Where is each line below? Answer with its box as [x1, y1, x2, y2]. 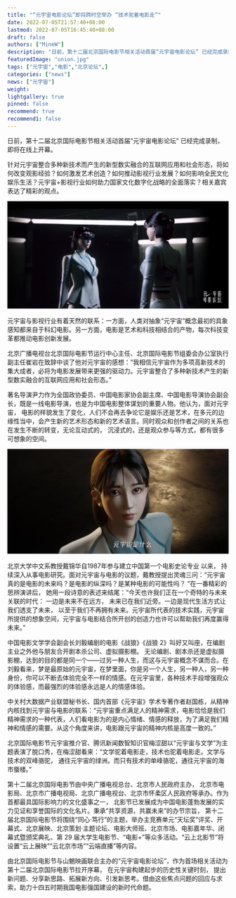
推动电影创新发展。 [19, 334, 75, 342]
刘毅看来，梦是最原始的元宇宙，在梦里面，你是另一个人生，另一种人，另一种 [7, 664, 229, 673]
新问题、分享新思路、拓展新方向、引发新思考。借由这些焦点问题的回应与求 [7, 874, 223, 883]
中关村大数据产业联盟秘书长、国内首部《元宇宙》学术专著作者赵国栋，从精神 [7, 697, 229, 706]
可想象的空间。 [7, 434, 51, 443]
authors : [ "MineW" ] [7, 41, 65, 49]
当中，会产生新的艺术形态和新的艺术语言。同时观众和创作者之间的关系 [19, 416, 223, 425]
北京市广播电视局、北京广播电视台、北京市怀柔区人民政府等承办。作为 [25, 789, 229, 797]
